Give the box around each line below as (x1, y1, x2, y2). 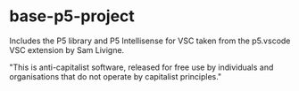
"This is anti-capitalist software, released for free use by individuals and (9, 62, 274, 72)
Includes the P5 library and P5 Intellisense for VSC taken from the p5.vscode (9, 35, 291, 46)
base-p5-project (9, 6, 136, 27)
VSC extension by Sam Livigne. (9, 44, 125, 55)
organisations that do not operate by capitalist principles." (9, 71, 222, 81)
